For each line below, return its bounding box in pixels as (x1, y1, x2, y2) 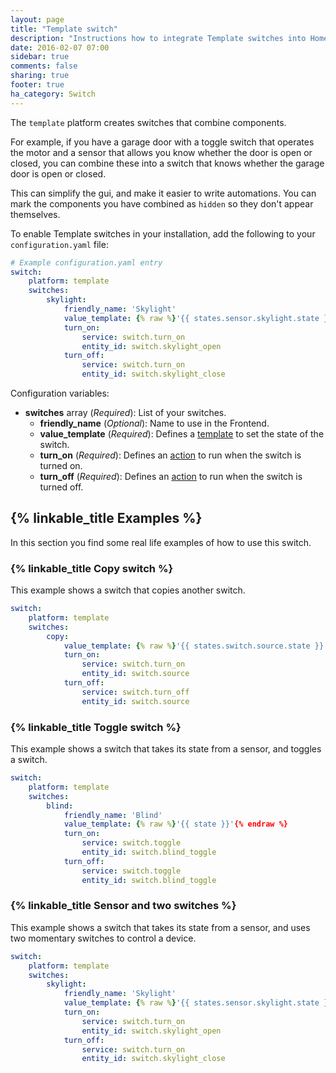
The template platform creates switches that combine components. (10, 116, 287, 128)
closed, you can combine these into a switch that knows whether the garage (10, 157, 325, 169)
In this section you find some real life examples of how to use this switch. (10, 536, 312, 548)
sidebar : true (10, 52, 70, 62)
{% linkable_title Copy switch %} (10, 561, 174, 575)
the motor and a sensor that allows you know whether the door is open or (10, 146, 313, 158)
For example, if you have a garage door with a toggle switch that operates (10, 136, 315, 148)
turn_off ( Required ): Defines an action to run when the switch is (39, 471, 303, 482)
